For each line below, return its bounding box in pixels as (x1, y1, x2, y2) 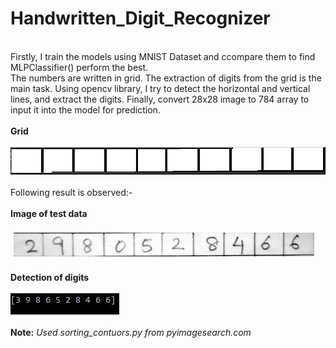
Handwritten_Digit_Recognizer (10, 7, 271, 30)
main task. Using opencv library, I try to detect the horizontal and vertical (10, 82, 311, 94)
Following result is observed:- (10, 186, 133, 198)
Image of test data (10, 207, 88, 219)
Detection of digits (10, 271, 90, 283)
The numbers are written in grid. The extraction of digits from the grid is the (10, 72, 322, 84)
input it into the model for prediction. (10, 103, 161, 116)
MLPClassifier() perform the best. (10, 61, 149, 73)
